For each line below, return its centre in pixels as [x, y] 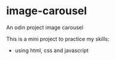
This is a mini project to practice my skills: [58, 39]
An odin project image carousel [45, 27]
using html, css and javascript [52, 50]
